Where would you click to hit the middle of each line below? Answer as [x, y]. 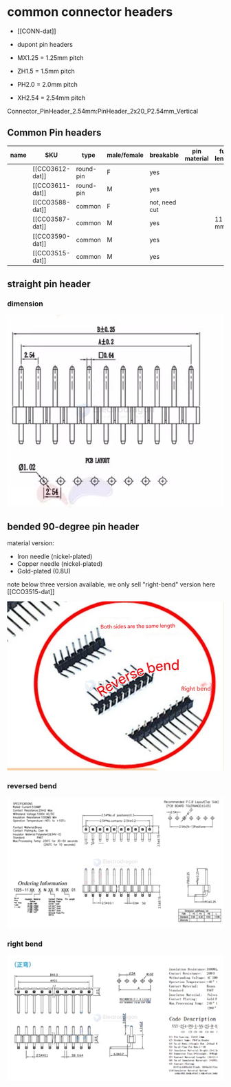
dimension [25, 304]
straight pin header [49, 284]
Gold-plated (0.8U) [44, 571]
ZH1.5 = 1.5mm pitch [46, 71]
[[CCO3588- [51, 202]
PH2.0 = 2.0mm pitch [47, 84]
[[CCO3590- [51, 236]
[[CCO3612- [51, 169]
